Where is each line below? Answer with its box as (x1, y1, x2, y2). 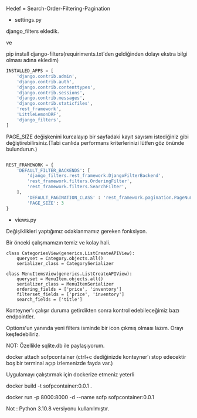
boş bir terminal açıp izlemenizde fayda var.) (6, 359, 113, 366)
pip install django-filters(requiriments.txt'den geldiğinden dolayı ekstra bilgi (6, 50, 188, 57)
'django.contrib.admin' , (16, 73, 77, 79)
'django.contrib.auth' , (16, 79, 75, 84)
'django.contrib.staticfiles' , (16, 101, 93, 107)
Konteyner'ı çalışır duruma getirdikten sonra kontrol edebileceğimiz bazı (6, 307, 180, 314)
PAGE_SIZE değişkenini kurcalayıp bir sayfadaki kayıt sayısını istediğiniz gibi (6, 133, 189, 140)
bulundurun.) (6, 145, 38, 152)
